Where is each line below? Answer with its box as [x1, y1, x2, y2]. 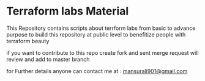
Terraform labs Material [6, 4, 129, 18]
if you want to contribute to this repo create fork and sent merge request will [6, 49, 199, 56]
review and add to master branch [6, 55, 90, 63]
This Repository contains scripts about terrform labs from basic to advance [6, 24, 196, 32]
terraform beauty [6, 37, 50, 44]
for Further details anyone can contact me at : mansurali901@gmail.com [6, 67, 188, 74]
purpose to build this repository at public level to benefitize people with [6, 30, 186, 38]
